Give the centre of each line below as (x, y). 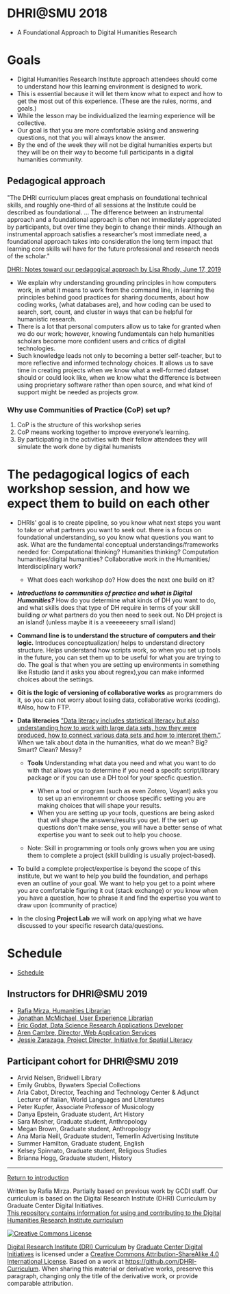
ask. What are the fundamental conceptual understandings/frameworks (118, 544)
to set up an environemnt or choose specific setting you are (122, 798)
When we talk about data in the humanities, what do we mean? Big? (112, 742)
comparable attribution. (40, 1284)
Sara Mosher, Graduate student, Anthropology (82, 1122)
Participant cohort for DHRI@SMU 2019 (93, 1062)
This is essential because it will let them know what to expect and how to (119, 93)
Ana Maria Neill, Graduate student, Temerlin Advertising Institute (108, 1136)
